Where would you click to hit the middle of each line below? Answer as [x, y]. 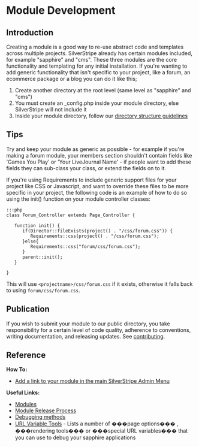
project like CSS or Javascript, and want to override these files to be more [97, 186]
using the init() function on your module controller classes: [79, 199]
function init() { [37, 225]
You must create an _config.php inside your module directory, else [97, 103]
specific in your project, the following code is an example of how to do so [97, 192]
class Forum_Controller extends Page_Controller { [71, 215]
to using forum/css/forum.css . [43, 290]
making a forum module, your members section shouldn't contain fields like [99, 155]
